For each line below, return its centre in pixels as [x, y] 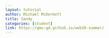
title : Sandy [19, 19]
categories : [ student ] [29, 23]
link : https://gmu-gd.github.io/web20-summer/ [55, 28]
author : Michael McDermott [33, 14]
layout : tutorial [23, 10]
